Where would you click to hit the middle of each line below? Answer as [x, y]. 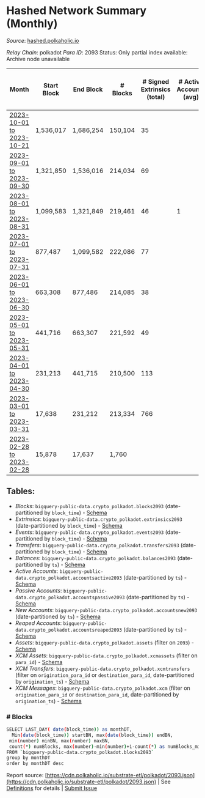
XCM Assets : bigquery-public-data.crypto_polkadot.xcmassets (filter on [106, 656]
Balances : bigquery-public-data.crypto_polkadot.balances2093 [95, 558]
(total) [156, 97]
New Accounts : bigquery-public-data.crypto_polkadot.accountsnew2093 [106, 610]
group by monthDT [28, 758]
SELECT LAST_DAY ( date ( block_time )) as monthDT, [69, 730]
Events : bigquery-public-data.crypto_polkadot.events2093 [89, 532]
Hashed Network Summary [77, 11]
